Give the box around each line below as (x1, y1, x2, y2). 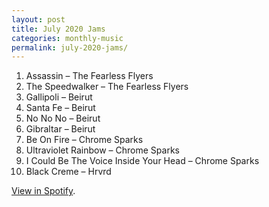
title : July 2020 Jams (11, 24, 106, 34)
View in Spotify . (11, 185, 76, 197)
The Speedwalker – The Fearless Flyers (25, 81, 189, 93)
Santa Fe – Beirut (25, 102, 96, 114)
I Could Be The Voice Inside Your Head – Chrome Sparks (25, 155, 260, 167)
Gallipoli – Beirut (25, 91, 93, 103)
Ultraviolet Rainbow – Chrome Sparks (25, 144, 180, 156)
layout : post (11, 14, 66, 25)
